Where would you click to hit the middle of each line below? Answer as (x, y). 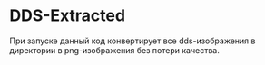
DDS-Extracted (67, 16)
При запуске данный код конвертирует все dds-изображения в (132, 41)
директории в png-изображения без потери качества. (114, 50)
